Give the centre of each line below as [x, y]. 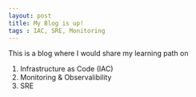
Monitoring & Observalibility [66, 78]
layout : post [30, 16]
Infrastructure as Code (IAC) [66, 69]
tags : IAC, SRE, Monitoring [57, 30]
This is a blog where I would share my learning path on [99, 54]
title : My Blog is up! [46, 23]
